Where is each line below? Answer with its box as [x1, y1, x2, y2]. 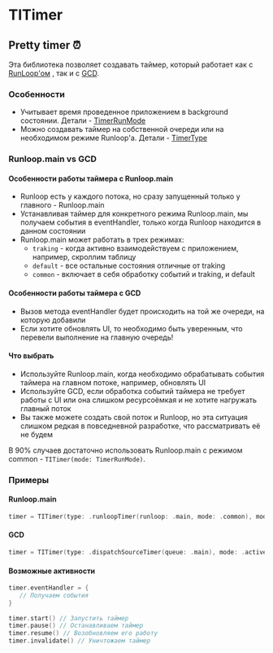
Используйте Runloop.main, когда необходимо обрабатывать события [19, 369, 265, 379]
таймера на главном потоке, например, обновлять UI [19, 377, 206, 388]
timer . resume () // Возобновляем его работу [8, 629, 158, 638]
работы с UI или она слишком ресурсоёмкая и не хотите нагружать [19, 395, 258, 405]
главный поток [19, 403, 71, 413]
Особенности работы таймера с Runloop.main [8, 173, 173, 183]
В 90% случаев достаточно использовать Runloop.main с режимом [8, 445, 243, 455]
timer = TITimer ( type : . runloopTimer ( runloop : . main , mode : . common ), [8, 512, 253, 520]
